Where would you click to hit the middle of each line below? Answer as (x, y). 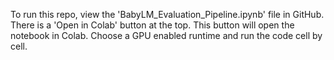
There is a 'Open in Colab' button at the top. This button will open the (152, 25)
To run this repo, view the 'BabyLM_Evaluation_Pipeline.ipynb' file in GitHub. (167, 14)
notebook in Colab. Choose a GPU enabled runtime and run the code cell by (166, 35)
